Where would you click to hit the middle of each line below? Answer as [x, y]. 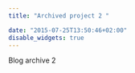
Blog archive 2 [32, 60]
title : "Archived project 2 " [59, 16]
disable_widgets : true [46, 38]
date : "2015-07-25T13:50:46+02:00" [68, 30]
